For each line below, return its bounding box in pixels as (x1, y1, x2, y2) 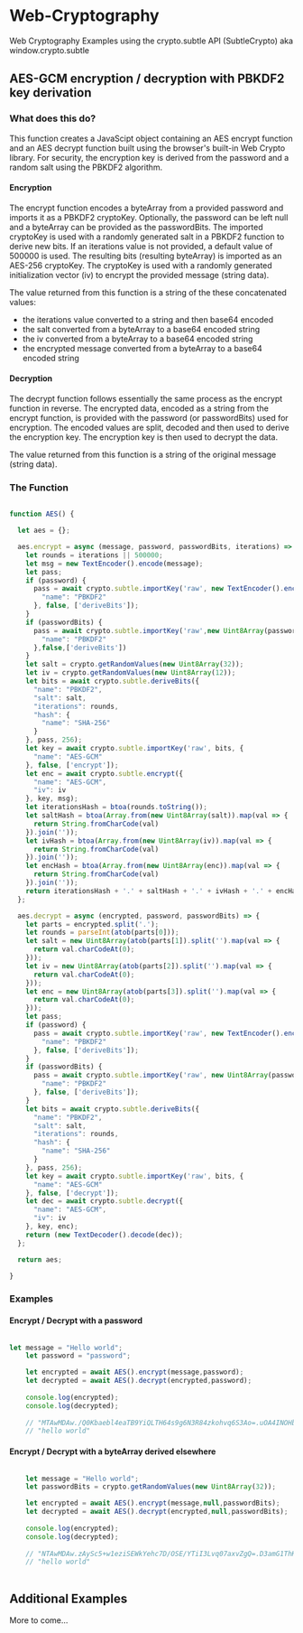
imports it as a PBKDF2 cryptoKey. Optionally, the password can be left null (9, 211, 289, 222)
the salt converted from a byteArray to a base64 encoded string (22, 323, 260, 334)
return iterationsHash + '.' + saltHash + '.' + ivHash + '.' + (25, 886, 272, 895)
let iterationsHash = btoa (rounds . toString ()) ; (25, 803, 207, 812)
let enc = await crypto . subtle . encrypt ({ (25, 769, 183, 778)
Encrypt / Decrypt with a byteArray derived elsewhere (9, 1446, 216, 1457)
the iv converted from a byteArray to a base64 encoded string (22, 333, 253, 344)
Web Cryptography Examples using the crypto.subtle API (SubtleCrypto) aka (9, 35, 294, 46)
